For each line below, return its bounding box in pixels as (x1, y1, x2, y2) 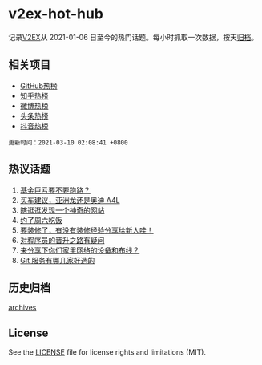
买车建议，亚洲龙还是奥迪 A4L (19, 195, 120, 205)
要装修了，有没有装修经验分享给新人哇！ (19, 225, 154, 235)
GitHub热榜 (19, 81, 58, 91)
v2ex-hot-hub (8, 5, 104, 23)
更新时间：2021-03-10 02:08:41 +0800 (8, 138, 128, 147)
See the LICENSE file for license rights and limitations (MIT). (8, 347, 207, 357)
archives (8, 302, 37, 313)
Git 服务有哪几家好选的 (19, 255, 95, 265)
